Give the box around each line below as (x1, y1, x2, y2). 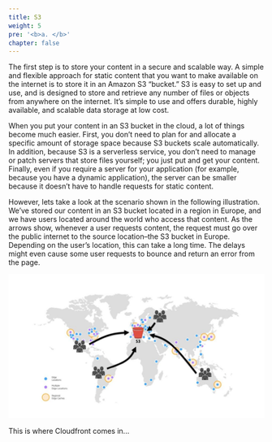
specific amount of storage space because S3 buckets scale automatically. (8, 138, 260, 148)
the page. (8, 258, 41, 267)
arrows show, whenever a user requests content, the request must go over (8, 223, 258, 233)
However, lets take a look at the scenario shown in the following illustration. (8, 197, 260, 207)
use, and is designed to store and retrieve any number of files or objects (8, 88, 250, 97)
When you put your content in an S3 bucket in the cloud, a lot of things (8, 121, 245, 131)
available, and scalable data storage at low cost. (8, 106, 170, 115)
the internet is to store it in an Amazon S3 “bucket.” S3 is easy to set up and (8, 80, 262, 89)
